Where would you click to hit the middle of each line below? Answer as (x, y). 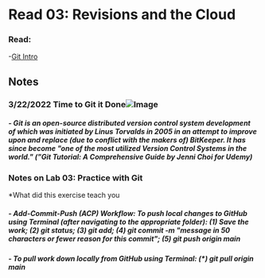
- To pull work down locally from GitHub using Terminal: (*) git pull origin (131, 259)
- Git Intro (23, 56)
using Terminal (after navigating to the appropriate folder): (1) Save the (129, 222)
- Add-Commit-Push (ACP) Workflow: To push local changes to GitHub (128, 213)
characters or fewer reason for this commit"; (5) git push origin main (125, 238)
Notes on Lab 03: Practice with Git (76, 178)
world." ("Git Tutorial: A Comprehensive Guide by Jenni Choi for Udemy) (131, 157)
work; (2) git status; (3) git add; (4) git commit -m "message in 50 (119, 230)
